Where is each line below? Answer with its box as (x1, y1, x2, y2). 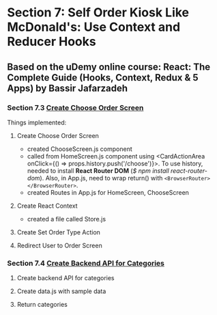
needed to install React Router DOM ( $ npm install (27, 166, 169, 175)
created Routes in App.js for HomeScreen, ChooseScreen (27, 188, 190, 196)
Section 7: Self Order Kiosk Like (7, 5, 190, 20)
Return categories (16, 301, 68, 309)
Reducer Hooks (7, 34, 97, 49)
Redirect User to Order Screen (16, 241, 102, 249)
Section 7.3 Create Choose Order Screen (7, 102, 144, 112)
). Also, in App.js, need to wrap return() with (40, 174, 163, 182)
